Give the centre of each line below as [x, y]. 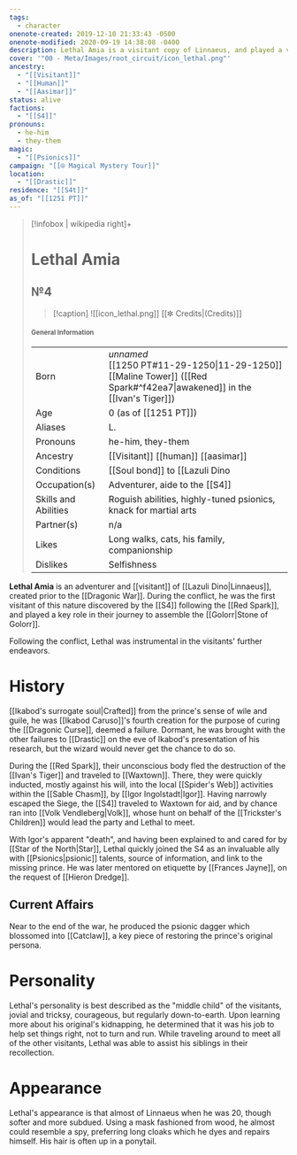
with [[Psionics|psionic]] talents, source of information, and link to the [136, 858]
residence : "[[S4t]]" [49, 190]
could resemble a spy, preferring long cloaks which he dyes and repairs [140, 1131]
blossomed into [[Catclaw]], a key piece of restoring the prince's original [141, 935]
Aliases [50, 428]
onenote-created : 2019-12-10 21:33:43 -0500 [92, 34]
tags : [19, 17]
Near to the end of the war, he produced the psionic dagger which [129, 926]
